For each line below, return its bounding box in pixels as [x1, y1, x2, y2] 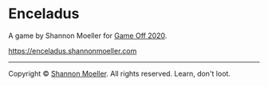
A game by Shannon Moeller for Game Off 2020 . [8, 31, 167, 40]
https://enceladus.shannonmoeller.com [8, 46, 137, 55]
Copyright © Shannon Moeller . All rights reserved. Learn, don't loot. [8, 69, 231, 78]
